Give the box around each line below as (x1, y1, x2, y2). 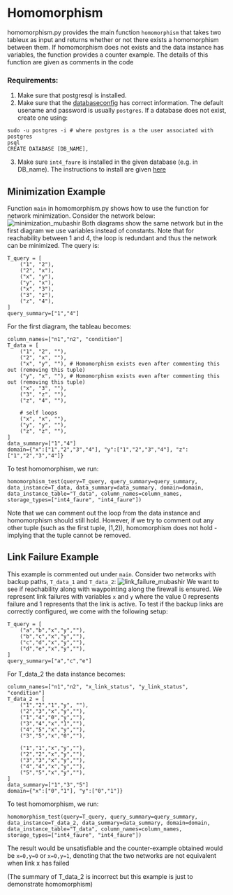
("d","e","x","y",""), (20, 645, 86, 652)
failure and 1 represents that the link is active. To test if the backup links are (7, 599, 224, 608)
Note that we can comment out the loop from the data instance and (7, 509, 201, 518)
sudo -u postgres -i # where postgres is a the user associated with (7, 127, 214, 134)
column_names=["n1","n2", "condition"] (7, 336, 123, 343)
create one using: (17, 113, 68, 122)
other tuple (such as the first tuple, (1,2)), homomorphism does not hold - (7, 524, 218, 532)
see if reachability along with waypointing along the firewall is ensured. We (7, 585, 223, 593)
